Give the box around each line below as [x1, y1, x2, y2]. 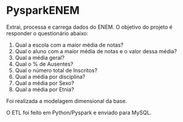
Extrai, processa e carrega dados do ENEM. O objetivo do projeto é [6, 23, 173, 30]
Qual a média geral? [14, 54, 65, 61]
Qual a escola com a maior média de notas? [14, 41, 123, 48]
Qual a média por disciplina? [14, 73, 85, 80]
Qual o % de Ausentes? [14, 60, 73, 68]
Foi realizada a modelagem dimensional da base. [6, 97, 128, 105]
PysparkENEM [6, 4, 80, 17]
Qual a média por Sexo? [14, 79, 74, 87]
